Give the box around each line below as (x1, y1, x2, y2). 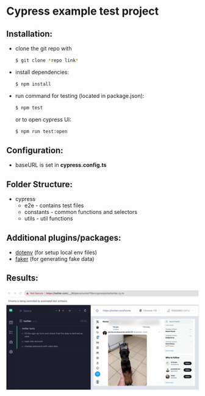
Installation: (6, 29, 53, 39)
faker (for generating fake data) (15, 255, 95, 262)
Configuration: (6, 145, 63, 155)
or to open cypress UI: (15, 116, 71, 123)
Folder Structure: (6, 179, 73, 189)
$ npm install (15, 81, 51, 87)
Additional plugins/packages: (6, 232, 121, 243)
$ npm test (15, 105, 43, 111)
